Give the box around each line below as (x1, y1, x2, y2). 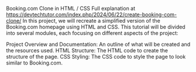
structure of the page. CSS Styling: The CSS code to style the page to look (6, 53, 186, 60)
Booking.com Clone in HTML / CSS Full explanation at (6, 5, 136, 12)
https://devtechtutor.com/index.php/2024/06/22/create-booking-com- (6, 11, 177, 18)
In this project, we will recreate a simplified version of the (22, 17, 161, 24)
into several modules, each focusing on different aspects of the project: (6, 30, 178, 37)
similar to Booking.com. (6, 59, 63, 66)
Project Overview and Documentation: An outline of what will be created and (6, 41, 191, 48)
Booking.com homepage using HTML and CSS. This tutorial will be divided (6, 23, 185, 30)
